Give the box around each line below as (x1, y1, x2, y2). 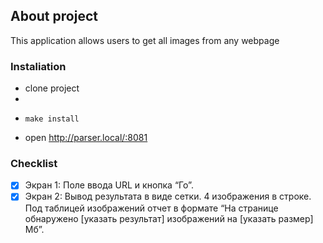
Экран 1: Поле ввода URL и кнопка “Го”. (24, 179, 194, 191)
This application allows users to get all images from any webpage (10, 34, 280, 46)
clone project (24, 82, 80, 94)
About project (10, 8, 98, 25)
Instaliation (10, 59, 67, 73)
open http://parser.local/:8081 (24, 132, 148, 144)
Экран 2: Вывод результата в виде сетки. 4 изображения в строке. (24, 190, 312, 203)
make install (24, 114, 80, 124)
